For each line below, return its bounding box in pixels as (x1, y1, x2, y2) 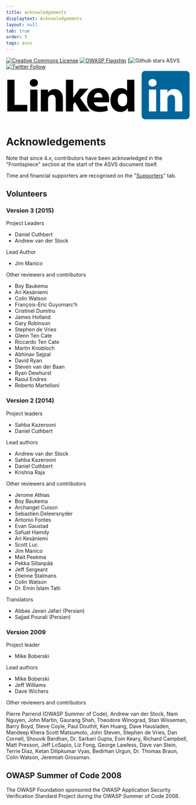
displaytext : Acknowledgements (6, 15, 82, 22)
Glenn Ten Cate (14, 332, 53, 339)
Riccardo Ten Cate (14, 338, 60, 346)
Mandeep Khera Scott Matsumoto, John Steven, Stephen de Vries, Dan (6, 728, 177, 736)
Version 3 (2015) (6, 206, 54, 215)
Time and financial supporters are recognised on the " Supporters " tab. (6, 172, 177, 179)
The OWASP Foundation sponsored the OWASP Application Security (6, 786, 171, 793)
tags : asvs (6, 40, 33, 46)
